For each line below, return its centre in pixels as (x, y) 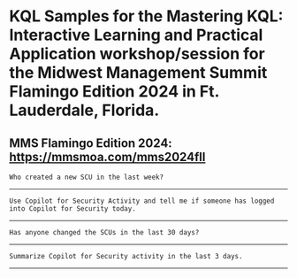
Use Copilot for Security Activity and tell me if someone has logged (142, 201)
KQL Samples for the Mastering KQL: (146, 16)
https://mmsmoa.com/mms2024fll (107, 157)
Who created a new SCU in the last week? (87, 177)
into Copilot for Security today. (73, 209)
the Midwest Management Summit (138, 73)
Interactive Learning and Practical (136, 35)
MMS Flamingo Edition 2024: (91, 143)
